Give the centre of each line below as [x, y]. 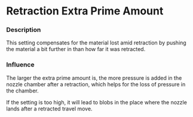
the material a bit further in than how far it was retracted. [76, 49]
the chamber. [22, 91]
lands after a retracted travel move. [49, 109]
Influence [20, 65]
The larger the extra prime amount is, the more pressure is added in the [94, 78]
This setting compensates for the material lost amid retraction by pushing [96, 43]
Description [24, 30]
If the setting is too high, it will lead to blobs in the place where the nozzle [96, 102]
